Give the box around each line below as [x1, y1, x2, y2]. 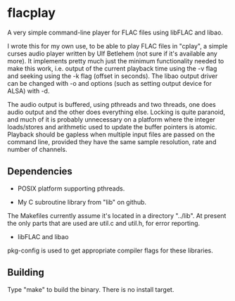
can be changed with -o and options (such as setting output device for [7, 79, 212, 87]
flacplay [7, 5, 56, 21]
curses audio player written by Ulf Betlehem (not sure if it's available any [7, 49, 218, 58]
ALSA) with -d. [7, 87, 50, 95]
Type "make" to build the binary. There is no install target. [7, 285, 174, 293]
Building [7, 267, 44, 278]
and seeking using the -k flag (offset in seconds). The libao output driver [7, 72, 218, 80]
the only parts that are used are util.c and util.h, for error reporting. [7, 219, 201, 227]
